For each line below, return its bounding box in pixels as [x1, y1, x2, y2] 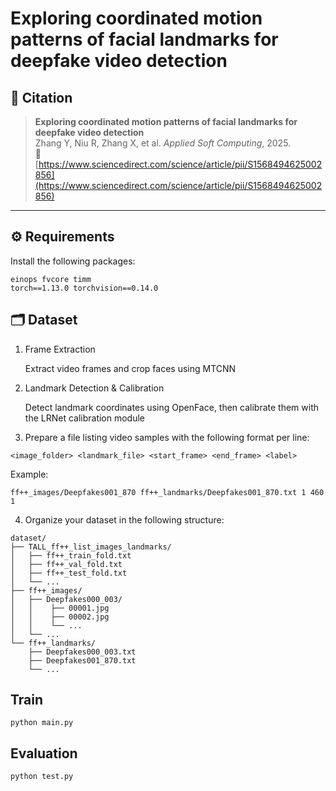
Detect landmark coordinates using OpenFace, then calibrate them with [24, 401, 320, 413]
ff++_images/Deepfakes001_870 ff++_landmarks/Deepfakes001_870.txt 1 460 [10, 487, 325, 497]
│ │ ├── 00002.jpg [10, 612, 110, 622]
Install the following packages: [10, 255, 136, 267]
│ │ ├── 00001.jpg [10, 603, 110, 613]
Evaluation [10, 745, 78, 762]
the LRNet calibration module [24, 412, 146, 424]
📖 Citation [10, 89, 73, 106]
